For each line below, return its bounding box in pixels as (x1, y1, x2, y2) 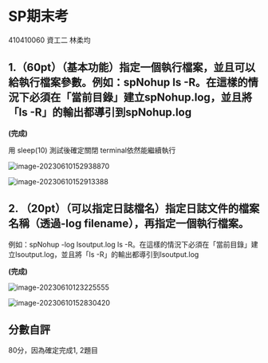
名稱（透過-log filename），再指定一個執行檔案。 (8, 217, 250, 231)
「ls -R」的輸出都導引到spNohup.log (8, 105, 192, 120)
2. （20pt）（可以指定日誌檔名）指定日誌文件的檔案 (8, 202, 260, 215)
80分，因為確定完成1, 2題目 (8, 345, 98, 355)
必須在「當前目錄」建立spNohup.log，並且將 (29, 91, 253, 105)
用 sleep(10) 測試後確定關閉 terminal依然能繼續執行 (8, 145, 176, 155)
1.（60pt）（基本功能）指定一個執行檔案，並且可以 (8, 61, 256, 74)
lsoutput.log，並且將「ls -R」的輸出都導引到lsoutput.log (14, 249, 199, 259)
